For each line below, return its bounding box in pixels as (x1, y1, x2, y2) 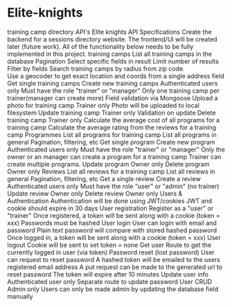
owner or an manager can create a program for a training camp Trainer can (7, 152, 222, 160)
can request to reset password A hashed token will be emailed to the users (7, 255, 220, 263)
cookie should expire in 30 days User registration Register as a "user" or (7, 204, 214, 212)
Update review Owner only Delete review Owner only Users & (7, 189, 183, 198)
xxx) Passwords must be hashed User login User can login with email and (7, 218, 217, 227)
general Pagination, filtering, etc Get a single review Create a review (7, 174, 201, 183)
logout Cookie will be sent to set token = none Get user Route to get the (7, 241, 212, 249)
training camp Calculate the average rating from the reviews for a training (7, 123, 217, 131)
